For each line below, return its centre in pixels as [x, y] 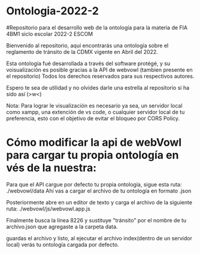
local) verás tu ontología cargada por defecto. [63, 244]
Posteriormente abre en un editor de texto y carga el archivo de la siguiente [99, 202]
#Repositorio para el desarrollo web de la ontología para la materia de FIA [97, 27]
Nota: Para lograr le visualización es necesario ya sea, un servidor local [94, 105]
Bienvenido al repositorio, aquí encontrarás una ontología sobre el [87, 45]
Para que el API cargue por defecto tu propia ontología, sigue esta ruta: [94, 184]
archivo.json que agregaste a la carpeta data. [62, 227]
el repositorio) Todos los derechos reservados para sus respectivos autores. [100, 76]
